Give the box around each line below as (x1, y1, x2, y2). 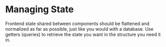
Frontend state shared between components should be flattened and (5, 20, 150, 27)
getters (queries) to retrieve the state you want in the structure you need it (5, 31, 161, 37)
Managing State (5, 4, 74, 15)
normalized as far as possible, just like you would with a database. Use (5, 26, 154, 32)
